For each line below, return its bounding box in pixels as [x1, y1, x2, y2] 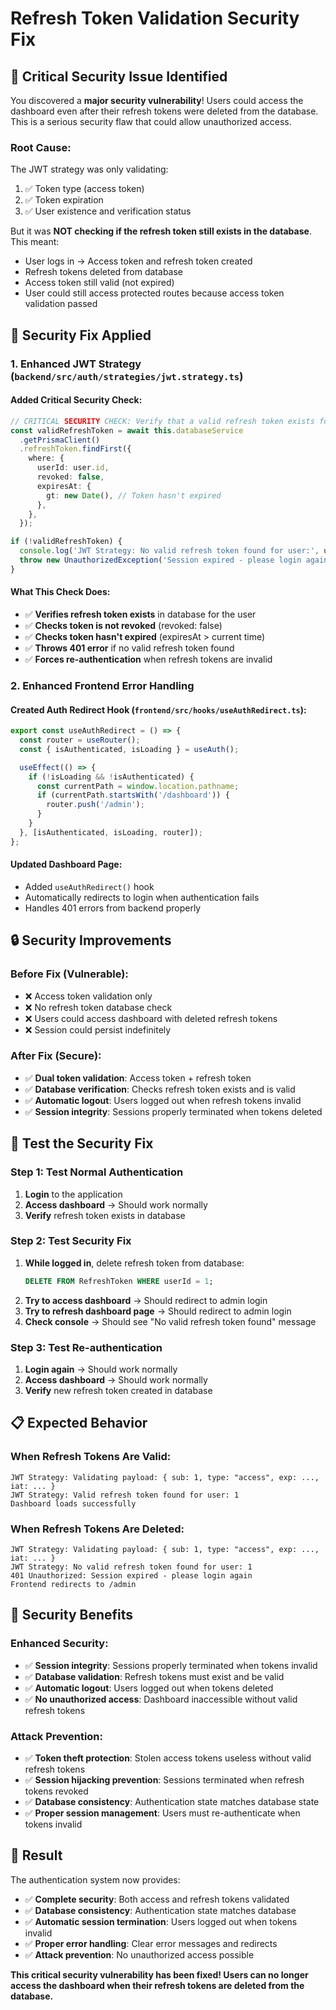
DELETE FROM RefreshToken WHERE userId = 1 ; [24, 1276, 214, 1286]
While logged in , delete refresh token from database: [24, 1257, 245, 1269]
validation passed [24, 298, 98, 310]
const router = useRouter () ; [19, 735, 141, 746]
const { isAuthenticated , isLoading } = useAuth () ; [19, 744, 240, 754]
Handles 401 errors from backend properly [24, 902, 202, 914]
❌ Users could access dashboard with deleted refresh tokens [24, 1012, 278, 1024]
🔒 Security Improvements [10, 932, 172, 949]
